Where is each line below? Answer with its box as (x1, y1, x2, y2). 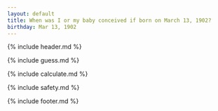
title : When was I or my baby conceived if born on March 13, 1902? (7, 17, 212, 24)
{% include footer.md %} (7, 97, 79, 105)
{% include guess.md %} (7, 56, 79, 65)
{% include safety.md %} (7, 84, 80, 92)
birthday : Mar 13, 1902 (7, 23, 77, 30)
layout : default (7, 10, 55, 18)
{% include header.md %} (7, 43, 82, 51)
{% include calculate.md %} (7, 70, 88, 78)
